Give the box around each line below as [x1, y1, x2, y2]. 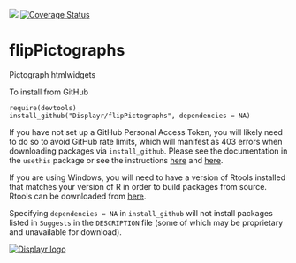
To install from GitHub [9, 86, 89, 97]
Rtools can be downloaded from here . [9, 191, 147, 201]
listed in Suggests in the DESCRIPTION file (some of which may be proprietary [9, 217, 284, 228]
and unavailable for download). [9, 226, 122, 237]
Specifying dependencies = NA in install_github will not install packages [9, 207, 274, 218]
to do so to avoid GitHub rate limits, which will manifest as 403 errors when [9, 136, 283, 147]
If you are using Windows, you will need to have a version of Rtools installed [9, 172, 285, 183]
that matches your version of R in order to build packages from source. [9, 181, 268, 192]
